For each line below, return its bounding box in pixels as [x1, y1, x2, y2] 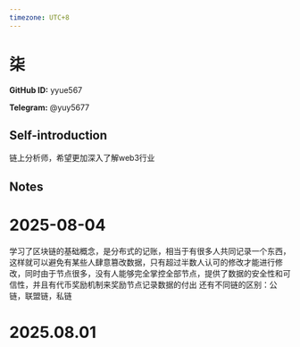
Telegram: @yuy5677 [9, 102, 90, 113]
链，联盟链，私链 [9, 290, 72, 300]
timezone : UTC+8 [9, 13, 70, 22]
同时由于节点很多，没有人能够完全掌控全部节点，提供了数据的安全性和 [24, 267, 283, 278]
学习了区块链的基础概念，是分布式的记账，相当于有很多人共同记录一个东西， [9, 245, 291, 256]
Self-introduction [9, 127, 108, 143]
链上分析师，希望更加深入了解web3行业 [9, 153, 155, 164]
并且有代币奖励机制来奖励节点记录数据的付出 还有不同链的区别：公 [32, 279, 278, 290]
